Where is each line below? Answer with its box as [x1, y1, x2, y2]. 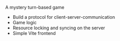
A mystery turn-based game [5, 5, 65, 10]
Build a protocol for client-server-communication [12, 14, 115, 20]
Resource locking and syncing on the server [12, 25, 105, 31]
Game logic [12, 20, 37, 25]
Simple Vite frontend [12, 30, 56, 36]
